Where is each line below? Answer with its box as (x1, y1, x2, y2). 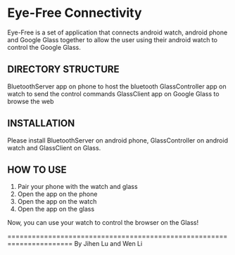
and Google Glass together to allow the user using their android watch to (7, 35, 218, 44)
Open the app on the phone (17, 190, 98, 198)
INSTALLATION (7, 117, 75, 129)
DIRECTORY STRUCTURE (7, 63, 120, 75)
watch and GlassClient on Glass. (7, 143, 101, 152)
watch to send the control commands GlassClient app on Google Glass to (7, 89, 220, 98)
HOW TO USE (7, 164, 67, 176)
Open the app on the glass (17, 205, 95, 214)
